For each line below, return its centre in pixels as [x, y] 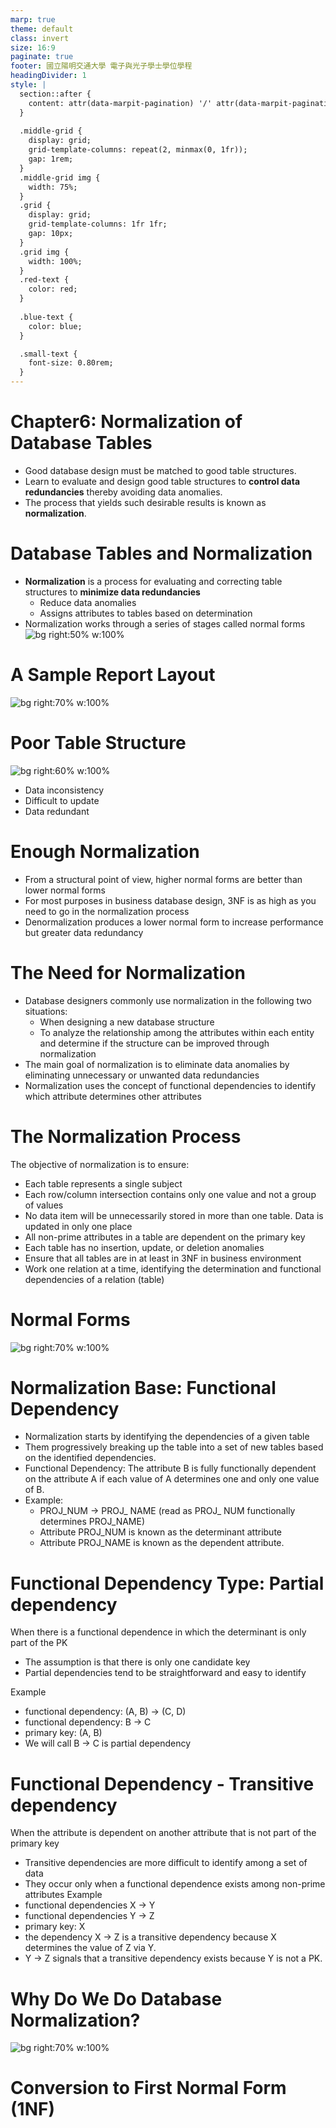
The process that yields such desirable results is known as [145, 502]
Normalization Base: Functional [143, 1387]
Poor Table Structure [98, 743]
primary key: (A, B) [63, 1733]
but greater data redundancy [84, 932]
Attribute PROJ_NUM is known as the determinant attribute [160, 1532]
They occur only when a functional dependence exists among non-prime [175, 1884]
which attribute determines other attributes [113, 1096]
